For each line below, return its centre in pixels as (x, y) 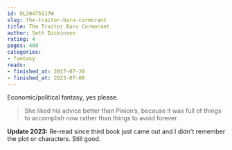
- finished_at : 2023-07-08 (46, 78)
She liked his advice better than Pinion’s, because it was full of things (123, 111)
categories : (24, 53)
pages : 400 (23, 46)
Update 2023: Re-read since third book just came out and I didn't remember (116, 131)
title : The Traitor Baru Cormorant (59, 26)
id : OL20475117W (30, 13)
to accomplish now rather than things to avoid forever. (101, 118)
